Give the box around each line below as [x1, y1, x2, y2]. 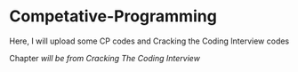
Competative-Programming [9, 6, 218, 27]
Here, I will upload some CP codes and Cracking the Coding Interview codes [9, 36, 290, 46]
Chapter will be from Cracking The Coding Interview [9, 52, 200, 63]
